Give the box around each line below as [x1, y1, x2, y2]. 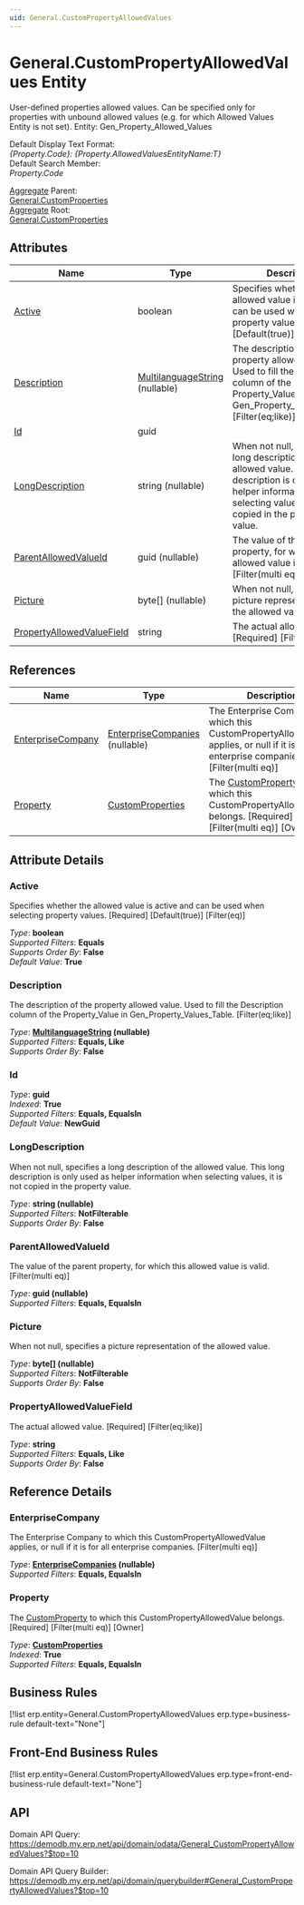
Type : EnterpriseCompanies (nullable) [9, 1559, 156, 1570]
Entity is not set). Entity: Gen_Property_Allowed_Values [9, 121, 213, 132]
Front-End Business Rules [9, 1744, 158, 1760]
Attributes [9, 239, 68, 255]
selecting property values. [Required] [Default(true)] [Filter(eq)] [9, 909, 246, 921]
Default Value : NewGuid [9, 1118, 100, 1129]
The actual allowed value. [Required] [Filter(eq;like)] [9, 1421, 204, 1431]
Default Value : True [9, 956, 83, 967]
